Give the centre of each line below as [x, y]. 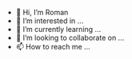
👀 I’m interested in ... [50, 21]
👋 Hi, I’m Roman [42, 12]
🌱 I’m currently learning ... [58, 29]
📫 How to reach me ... [53, 47]
